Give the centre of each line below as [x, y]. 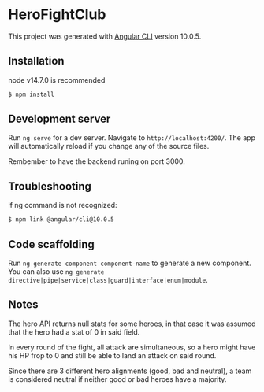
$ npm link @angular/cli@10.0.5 [61, 220]
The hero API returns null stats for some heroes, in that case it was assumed [132, 324]
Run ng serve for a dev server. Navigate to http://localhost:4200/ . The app [132, 138]
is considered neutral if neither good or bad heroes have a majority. [117, 379]
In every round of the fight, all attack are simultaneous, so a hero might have [132, 347]
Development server [59, 119]
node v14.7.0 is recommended [57, 80]
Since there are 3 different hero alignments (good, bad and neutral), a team [130, 371]
